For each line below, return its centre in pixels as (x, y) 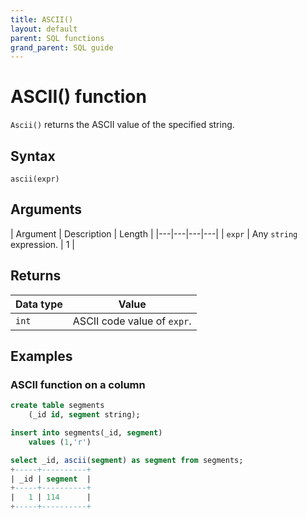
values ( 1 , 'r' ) (60, 442)
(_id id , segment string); (84, 415)
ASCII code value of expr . (132, 321)
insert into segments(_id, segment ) (86, 433)
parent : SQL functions (57, 38)
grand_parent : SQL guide (62, 47)
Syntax (33, 156)
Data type (39, 304)
